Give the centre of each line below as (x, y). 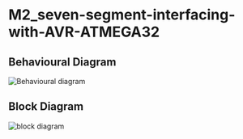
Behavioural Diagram (62, 62)
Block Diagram (46, 107)
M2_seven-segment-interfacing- (122, 15)
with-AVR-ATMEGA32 (84, 32)
